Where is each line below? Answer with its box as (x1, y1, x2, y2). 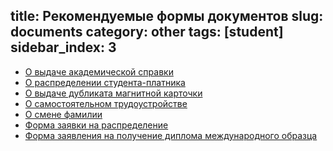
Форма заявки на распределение (24, 119, 169, 131)
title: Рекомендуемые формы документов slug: (10, 8, 324, 25)
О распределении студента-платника (24, 76, 186, 88)
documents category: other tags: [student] (10, 24, 284, 41)
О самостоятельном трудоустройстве (24, 97, 188, 109)
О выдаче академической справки (24, 65, 174, 78)
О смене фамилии (24, 108, 103, 120)
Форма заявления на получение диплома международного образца (24, 129, 318, 141)
